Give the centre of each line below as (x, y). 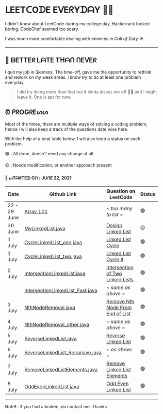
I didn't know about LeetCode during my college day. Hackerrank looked (77, 23)
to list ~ (115, 215)
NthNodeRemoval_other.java (57, 324)
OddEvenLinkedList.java (51, 386)
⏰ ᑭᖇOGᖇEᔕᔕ (27, 112)
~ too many (119, 208)
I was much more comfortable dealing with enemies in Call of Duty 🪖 (74, 38)
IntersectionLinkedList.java (55, 273)
